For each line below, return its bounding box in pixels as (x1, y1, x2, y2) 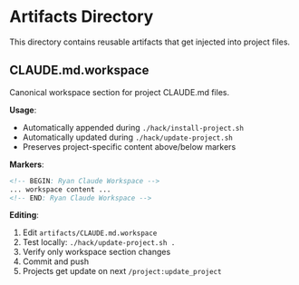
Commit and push (22, 256, 90, 267)
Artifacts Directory (9, 6, 154, 27)
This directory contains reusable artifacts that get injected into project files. (9, 36, 291, 47)
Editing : (9, 210, 39, 221)
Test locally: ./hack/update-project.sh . (22, 237, 176, 248)
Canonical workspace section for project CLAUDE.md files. (9, 86, 229, 97)
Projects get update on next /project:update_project (22, 266, 222, 277)
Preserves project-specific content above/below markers (22, 141, 236, 152)
